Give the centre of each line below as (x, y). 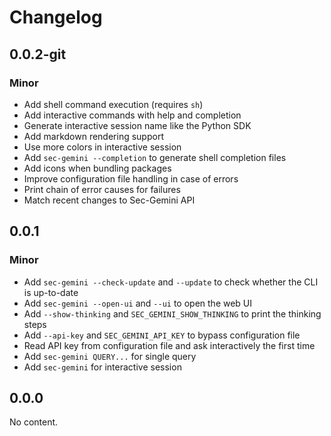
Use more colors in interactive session (102, 147)
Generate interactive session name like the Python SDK (137, 125)
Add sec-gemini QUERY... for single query (110, 356)
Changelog (56, 17)
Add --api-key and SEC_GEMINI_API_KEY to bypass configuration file (162, 335)
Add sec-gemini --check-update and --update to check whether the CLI (171, 282)
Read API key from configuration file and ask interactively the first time (169, 345)
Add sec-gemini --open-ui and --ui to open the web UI (138, 303)
